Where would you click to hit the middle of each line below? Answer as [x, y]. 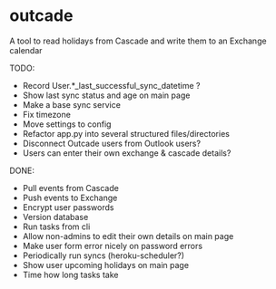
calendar [26, 50]
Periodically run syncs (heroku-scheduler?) [103, 255]
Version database [55, 217]
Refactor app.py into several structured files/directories [126, 133]
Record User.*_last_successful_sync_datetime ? [111, 85]
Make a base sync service [71, 104]
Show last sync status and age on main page [106, 95]
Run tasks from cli [56, 226]
